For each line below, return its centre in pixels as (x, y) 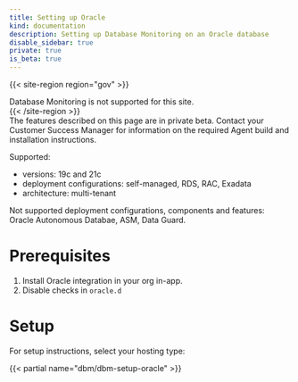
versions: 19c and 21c (62, 174)
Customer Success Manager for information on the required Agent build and (149, 130)
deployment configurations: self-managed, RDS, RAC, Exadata (137, 183)
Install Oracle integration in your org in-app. (102, 280)
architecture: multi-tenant (69, 193)
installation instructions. (53, 140)
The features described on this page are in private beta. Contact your (137, 120)
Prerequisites (60, 256)
